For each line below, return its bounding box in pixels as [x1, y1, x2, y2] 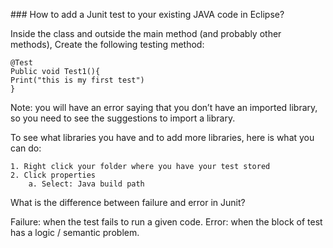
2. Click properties [10, 170, 97, 180]
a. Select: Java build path [28, 179, 145, 189]
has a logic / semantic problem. [10, 227, 140, 238]
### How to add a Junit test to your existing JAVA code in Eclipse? [10, 9, 285, 20]
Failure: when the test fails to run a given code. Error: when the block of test [10, 216, 323, 228]
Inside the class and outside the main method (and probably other [10, 28, 282, 39]
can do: [10, 142, 42, 154]
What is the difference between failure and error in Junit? [10, 197, 246, 208]
